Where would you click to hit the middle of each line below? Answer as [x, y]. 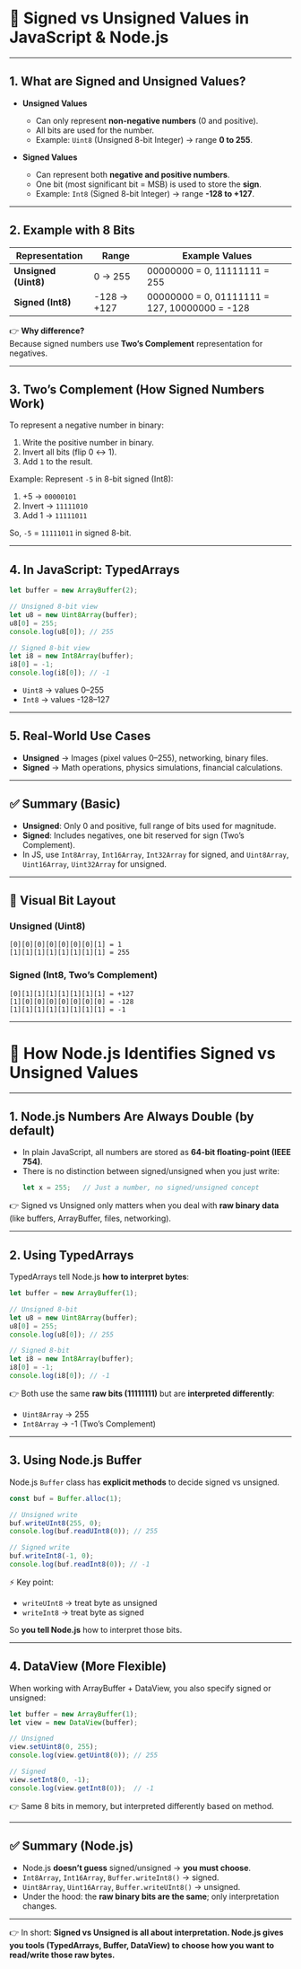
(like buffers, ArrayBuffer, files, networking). [90, 1218]
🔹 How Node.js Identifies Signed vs [142, 1053]
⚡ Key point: [31, 1582]
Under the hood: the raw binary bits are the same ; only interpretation [150, 1896]
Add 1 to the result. [57, 462]
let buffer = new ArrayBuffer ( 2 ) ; [74, 591]
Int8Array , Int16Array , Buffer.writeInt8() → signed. [120, 1877]
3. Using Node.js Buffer [76, 1460]
